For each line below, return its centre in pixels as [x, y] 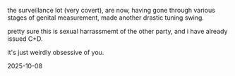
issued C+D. [25, 39]
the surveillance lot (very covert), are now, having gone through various [111, 10]
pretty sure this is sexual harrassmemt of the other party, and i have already [117, 31]
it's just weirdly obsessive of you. [56, 52]
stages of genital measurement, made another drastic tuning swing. [106, 18]
